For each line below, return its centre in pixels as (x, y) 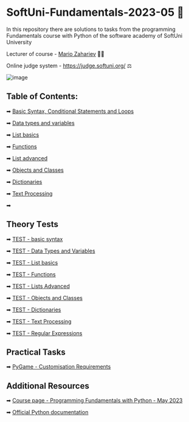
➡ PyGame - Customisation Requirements (59, 367)
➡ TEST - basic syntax (35, 239)
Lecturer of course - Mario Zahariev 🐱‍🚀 (55, 53)
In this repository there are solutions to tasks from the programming (91, 29)
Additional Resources (48, 386)
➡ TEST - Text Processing (39, 321)
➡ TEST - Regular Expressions (44, 333)
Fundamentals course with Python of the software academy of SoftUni (94, 35)
